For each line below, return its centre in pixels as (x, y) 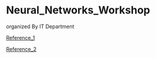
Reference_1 (21, 37)
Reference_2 (21, 49)
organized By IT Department (40, 26)
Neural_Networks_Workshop (78, 10)
